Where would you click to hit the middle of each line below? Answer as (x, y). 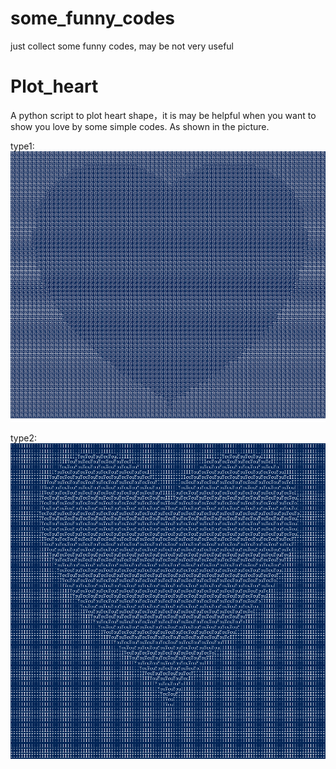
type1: (22, 146)
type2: (24, 438)
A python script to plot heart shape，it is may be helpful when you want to (163, 115)
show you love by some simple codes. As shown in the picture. (140, 126)
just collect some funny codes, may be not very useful (122, 46)
